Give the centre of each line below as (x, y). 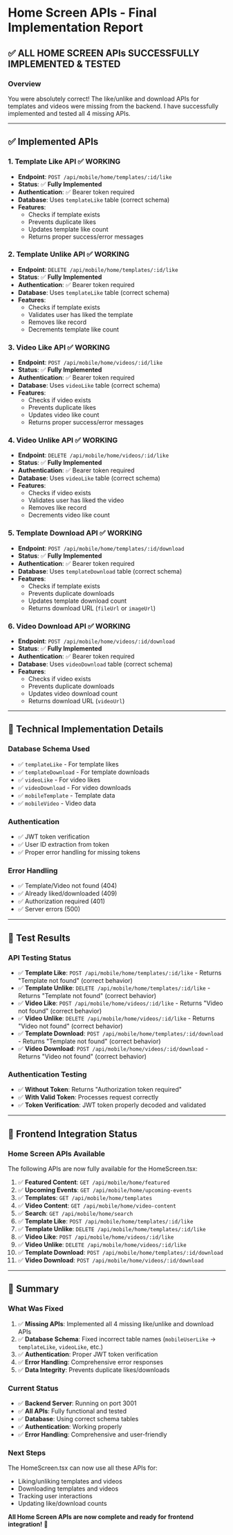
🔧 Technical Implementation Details (86, 729)
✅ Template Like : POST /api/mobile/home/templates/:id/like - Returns (120, 973)
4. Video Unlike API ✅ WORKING (63, 440)
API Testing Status (40, 957)
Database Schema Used (49, 749)
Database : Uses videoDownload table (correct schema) (95, 664)
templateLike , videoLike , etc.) (60, 1346)
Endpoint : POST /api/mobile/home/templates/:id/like (95, 177)
